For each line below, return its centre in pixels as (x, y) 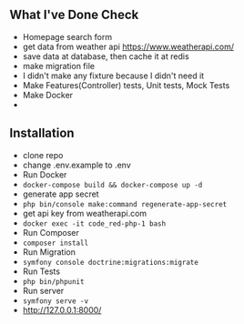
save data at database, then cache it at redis (106, 56)
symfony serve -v (56, 301)
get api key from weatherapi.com (85, 213)
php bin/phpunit (53, 281)
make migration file (59, 66)
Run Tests (41, 271)
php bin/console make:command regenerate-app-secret (125, 204)
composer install (56, 243)
